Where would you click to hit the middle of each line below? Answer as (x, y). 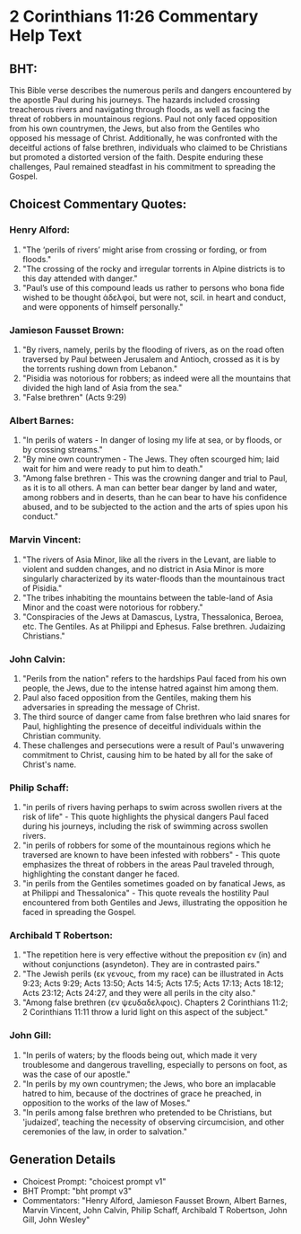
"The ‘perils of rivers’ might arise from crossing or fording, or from (144, 250)
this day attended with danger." (80, 278)
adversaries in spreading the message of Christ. (111, 707)
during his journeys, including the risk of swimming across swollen (145, 826)
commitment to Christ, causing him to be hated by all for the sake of (147, 754)
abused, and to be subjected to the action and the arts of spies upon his (155, 507)
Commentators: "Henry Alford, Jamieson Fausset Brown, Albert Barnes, (155, 1200)
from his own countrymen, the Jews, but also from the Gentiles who (134, 128)
